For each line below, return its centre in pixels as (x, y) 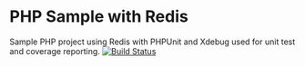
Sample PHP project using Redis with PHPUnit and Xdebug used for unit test (152, 42)
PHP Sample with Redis (99, 17)
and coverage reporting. (55, 51)
